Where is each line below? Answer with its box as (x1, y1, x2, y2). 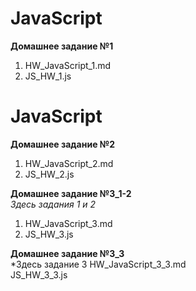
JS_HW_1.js (24, 70, 72, 82)
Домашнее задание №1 (10, 40, 114, 52)
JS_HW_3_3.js (10, 268, 68, 281)
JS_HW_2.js (24, 168, 75, 180)
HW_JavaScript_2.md (24, 157, 114, 169)
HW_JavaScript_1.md (24, 59, 112, 71)
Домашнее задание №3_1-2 (10, 187, 132, 199)
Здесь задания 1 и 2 (10, 198, 97, 210)
